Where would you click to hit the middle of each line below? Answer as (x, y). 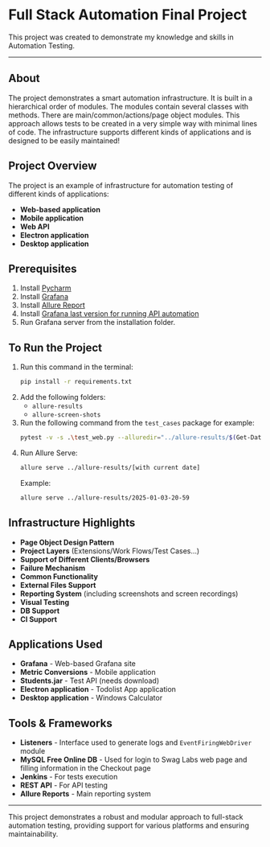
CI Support (39, 619)
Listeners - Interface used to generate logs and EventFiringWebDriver (136, 742)
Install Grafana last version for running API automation (109, 314)
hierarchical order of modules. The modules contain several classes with (129, 106)
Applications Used (55, 644)
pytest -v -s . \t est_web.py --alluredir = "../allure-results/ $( (128, 438)
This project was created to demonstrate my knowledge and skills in (121, 37)
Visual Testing (45, 602)
